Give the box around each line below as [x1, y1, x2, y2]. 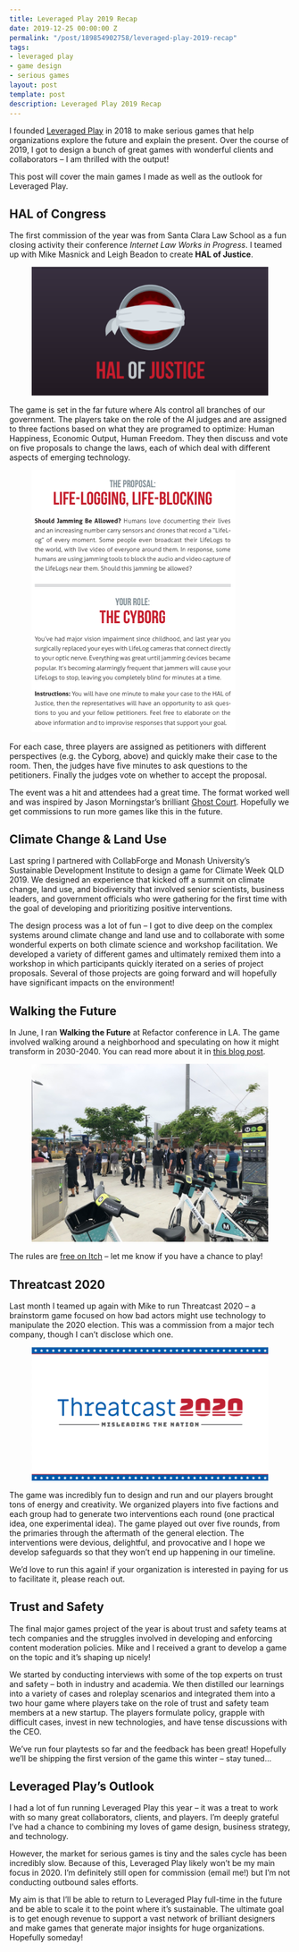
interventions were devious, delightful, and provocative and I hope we [9, 1537, 266, 1547]
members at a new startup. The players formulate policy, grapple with [9, 1707, 265, 1718]
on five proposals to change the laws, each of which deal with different [9, 442, 270, 453]
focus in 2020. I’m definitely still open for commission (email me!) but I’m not [9, 1867, 291, 1879]
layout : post [9, 81, 58, 90]
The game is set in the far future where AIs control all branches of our [9, 404, 266, 415]
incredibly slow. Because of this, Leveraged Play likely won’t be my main [9, 1858, 275, 1869]
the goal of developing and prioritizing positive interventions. [9, 903, 233, 914]
